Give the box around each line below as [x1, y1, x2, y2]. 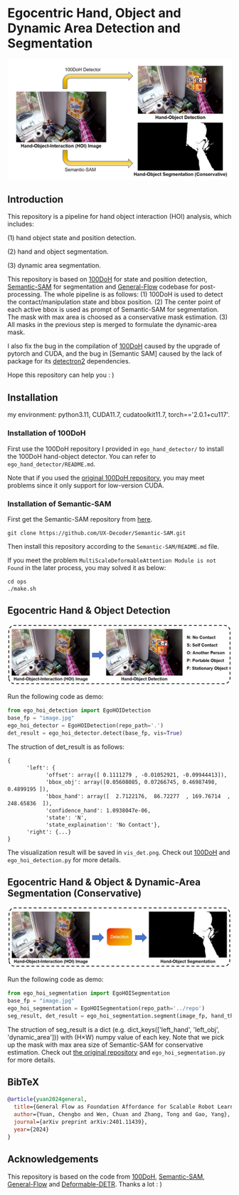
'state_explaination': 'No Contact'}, [45, 821, 161, 828]
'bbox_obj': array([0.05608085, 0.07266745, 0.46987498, [45, 778, 218, 785]
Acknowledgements [7, 1153, 99, 1166]
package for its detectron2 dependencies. [7, 357, 131, 366]
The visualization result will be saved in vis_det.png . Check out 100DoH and [7, 848, 230, 857]
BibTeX [7, 1076, 39, 1088]
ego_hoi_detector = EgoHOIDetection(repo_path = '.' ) [7, 722, 164, 729]
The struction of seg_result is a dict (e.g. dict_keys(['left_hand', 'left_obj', [7, 1025, 220, 1034]
